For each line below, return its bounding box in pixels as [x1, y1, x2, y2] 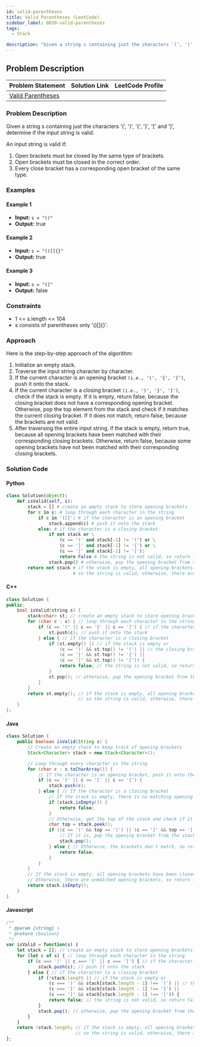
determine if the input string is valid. [6, 129, 95, 136]
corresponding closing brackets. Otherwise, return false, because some [14, 437, 192, 444]
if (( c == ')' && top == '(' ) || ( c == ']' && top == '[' [48, 827, 196, 833]
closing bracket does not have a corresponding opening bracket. [14, 400, 174, 407]
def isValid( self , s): [17, 498, 73, 504]
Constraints [6, 301, 42, 310]
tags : [6, 25, 20, 32]
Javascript [6, 906, 34, 914]
